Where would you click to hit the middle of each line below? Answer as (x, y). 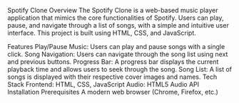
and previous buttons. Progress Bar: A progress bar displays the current (113, 62)
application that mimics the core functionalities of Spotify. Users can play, (116, 18)
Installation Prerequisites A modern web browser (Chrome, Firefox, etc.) (113, 92)
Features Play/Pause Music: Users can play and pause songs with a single (116, 47)
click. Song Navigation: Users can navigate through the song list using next (118, 54)
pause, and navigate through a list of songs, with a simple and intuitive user (118, 25)
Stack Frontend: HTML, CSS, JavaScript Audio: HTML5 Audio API (103, 84)
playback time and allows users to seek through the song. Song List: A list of (120, 69)
